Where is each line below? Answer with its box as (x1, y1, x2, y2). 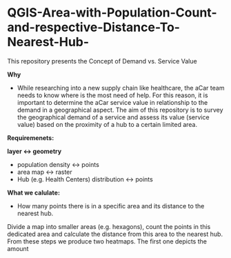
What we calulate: (7, 188, 61, 197)
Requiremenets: (7, 133, 54, 142)
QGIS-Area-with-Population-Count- (7, 5, 217, 21)
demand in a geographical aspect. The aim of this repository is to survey (17, 106, 223, 114)
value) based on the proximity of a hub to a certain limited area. (17, 120, 198, 128)
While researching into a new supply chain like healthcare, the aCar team (17, 83, 225, 92)
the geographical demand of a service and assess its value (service (17, 112, 210, 121)
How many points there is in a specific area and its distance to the (17, 201, 205, 210)
